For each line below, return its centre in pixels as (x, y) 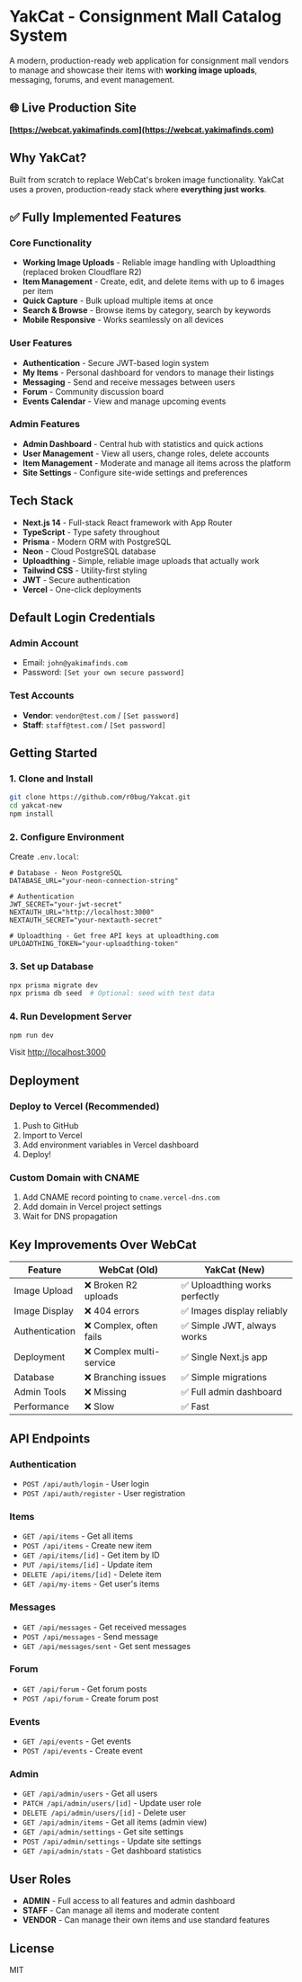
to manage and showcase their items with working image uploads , (133, 70)
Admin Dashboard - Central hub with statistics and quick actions (142, 443)
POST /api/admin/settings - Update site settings (112, 1842)
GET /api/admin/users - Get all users (90, 1794)
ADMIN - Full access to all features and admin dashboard (129, 1901)
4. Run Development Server (71, 1016)
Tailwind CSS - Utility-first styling (84, 570)
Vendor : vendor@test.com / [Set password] (101, 715)
